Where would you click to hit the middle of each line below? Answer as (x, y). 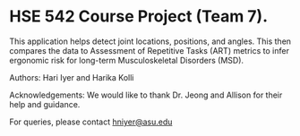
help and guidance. (45, 104)
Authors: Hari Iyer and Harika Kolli (72, 77)
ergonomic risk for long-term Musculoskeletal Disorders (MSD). (127, 60)
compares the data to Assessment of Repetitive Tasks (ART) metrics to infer (149, 50)
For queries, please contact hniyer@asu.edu (91, 122)
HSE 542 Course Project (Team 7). (139, 17)
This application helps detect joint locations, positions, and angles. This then (150, 41)
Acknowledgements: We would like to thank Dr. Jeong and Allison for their (146, 95)
